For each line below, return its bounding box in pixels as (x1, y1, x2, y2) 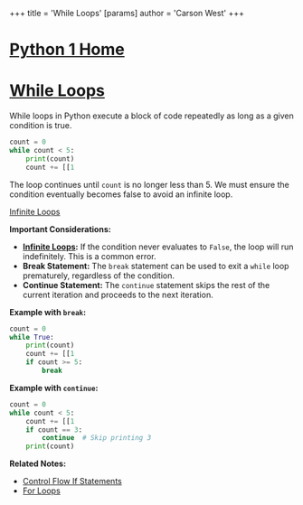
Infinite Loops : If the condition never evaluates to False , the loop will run (22, 241, 294, 252)
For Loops (22, 485, 61, 496)
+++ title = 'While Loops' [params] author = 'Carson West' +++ (9, 8, 244, 18)
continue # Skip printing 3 (42, 434, 152, 443)
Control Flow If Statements (22, 476, 122, 487)
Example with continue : (9, 382, 99, 393)
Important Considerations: (9, 223, 111, 234)
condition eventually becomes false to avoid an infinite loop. (9, 189, 233, 200)
